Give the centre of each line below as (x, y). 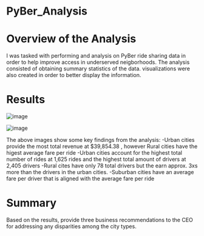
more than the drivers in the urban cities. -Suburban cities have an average (100, 172)
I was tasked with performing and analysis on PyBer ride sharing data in (96, 56)
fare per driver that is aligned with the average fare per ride (80, 179)
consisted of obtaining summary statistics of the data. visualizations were (98, 69)
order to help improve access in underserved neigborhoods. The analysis (98, 62)
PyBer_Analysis (47, 11)
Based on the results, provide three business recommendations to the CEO (100, 220)
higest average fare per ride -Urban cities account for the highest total (94, 153)
